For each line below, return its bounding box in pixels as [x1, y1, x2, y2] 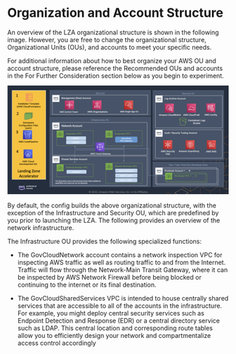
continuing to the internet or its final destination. [17, 280, 157, 289]
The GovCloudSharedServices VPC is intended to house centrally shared [17, 294, 229, 302]
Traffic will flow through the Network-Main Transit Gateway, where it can [17, 266, 228, 274]
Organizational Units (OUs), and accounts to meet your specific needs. [7, 43, 212, 51]
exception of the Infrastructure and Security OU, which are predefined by [7, 209, 219, 217]
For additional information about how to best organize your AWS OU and [7, 56, 216, 64]
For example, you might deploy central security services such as [17, 309, 205, 317]
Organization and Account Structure [7, 5, 223, 21]
